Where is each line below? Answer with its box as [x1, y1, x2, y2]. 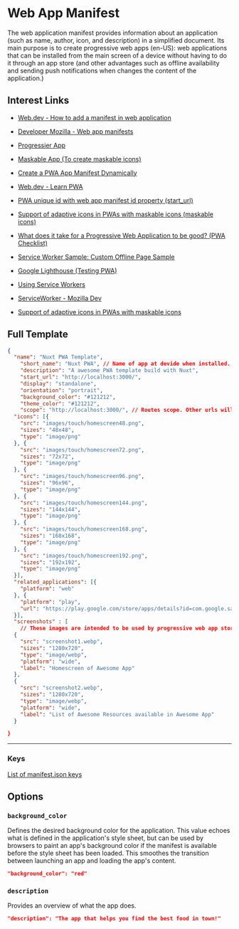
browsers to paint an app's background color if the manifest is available [7, 842, 217, 850]
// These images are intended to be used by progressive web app [20, 625, 218, 632]
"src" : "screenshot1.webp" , [20, 638, 103, 645]
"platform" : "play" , [20, 598, 81, 605]
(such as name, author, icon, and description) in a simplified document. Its [7, 36, 225, 44]
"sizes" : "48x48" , [20, 427, 75, 434]
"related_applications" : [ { [14, 578, 97, 586]
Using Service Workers [17, 280, 85, 289]
